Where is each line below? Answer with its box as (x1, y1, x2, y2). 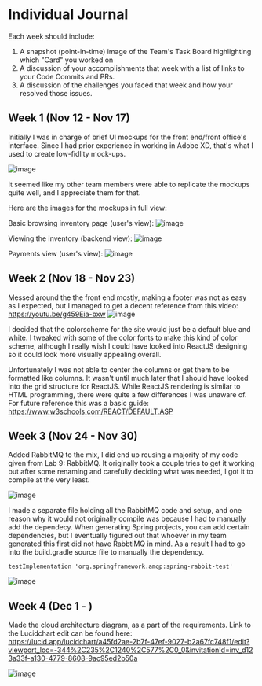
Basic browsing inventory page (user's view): (8, 218, 155, 227)
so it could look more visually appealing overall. (8, 349, 162, 359)
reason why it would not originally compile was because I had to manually (8, 514, 246, 524)
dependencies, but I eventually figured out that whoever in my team (8, 531, 227, 540)
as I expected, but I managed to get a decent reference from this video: (8, 301, 238, 310)
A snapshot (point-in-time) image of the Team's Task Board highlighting (19, 46, 252, 56)
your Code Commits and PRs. (19, 72, 115, 81)
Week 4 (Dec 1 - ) (8, 599, 93, 613)
